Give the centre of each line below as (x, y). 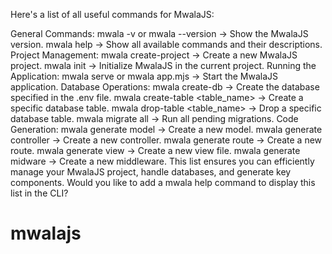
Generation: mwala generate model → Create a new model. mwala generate (166, 129)
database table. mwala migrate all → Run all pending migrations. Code (154, 118)
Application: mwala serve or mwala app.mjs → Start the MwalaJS (144, 76)
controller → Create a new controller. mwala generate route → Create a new (166, 140)
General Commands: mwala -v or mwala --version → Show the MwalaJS (159, 33)
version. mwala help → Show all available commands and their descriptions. (166, 44)
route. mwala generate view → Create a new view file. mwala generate (155, 150)
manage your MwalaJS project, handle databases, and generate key (151, 172)
